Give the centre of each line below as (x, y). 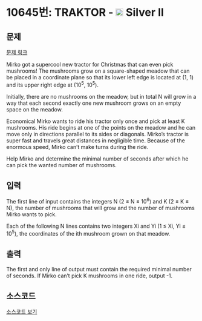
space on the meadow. (35, 109)
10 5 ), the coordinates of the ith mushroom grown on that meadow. (88, 233)
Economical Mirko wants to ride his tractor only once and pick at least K (96, 121)
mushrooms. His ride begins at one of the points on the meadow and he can (101, 127)
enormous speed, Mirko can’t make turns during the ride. (77, 147)
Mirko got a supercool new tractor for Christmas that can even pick (90, 65)
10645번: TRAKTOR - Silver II (85, 12)
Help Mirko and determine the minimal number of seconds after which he (97, 159)
